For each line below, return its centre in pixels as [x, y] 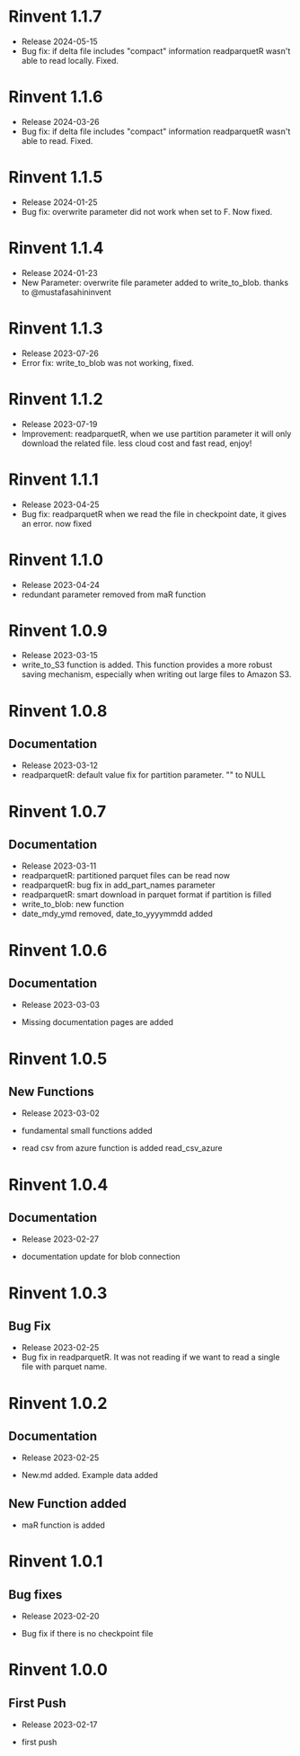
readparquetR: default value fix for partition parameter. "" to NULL [143, 775]
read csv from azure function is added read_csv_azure [122, 1148]
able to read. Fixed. [57, 140]
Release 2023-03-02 [61, 1113]
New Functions [52, 1092]
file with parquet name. [64, 1367]
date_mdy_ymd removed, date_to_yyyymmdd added [117, 914]
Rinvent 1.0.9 [58, 630]
